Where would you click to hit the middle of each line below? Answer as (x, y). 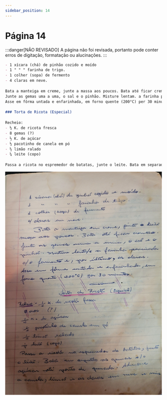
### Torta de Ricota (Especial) (39, 112)
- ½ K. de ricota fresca (31, 128)
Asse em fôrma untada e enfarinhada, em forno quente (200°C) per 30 (79, 102)
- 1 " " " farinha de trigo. (35, 70)
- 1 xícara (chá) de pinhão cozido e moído (51, 65)
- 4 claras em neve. (27, 81)
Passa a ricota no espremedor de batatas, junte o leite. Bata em (75, 165)
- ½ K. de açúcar (23, 138)
